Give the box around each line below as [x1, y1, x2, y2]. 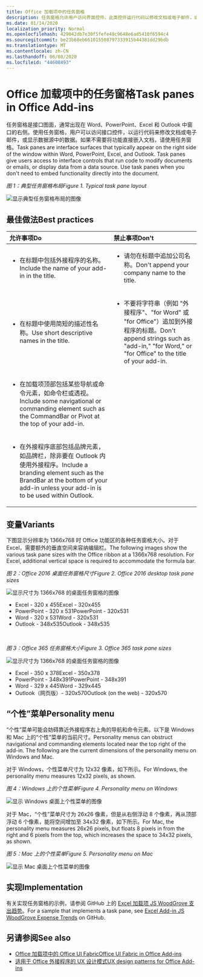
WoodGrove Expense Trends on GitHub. [6, 914, 106, 921]
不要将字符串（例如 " [123, 300, 183, 308]
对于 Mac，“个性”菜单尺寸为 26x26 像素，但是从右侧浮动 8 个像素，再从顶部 [6, 810, 197, 818]
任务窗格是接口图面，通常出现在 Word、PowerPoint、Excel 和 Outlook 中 [6, 121, 187, 129]
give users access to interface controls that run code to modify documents [6, 157, 192, 164]
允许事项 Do [9, 234, 42, 242]
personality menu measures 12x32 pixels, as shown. [6, 772, 136, 780]
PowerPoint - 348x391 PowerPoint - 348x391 [14, 676, 127, 683]
